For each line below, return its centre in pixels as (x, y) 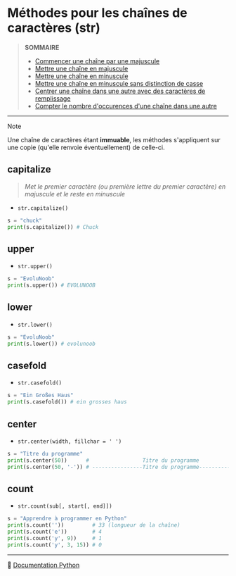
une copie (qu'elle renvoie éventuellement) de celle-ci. (86, 147)
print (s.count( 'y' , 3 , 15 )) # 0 (54, 545)
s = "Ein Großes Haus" (40, 396)
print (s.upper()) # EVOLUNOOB (52, 286)
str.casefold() (40, 383)
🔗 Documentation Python (44, 565)
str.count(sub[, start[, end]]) (65, 506)
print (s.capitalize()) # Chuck (53, 227)
